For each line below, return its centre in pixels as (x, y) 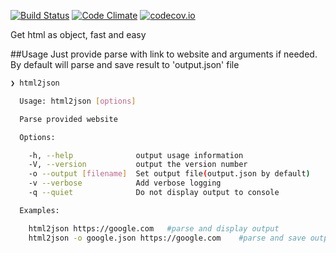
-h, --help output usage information (136, 155)
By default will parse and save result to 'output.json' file (125, 64)
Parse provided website (68, 119)
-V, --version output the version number (138, 165)
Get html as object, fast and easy (78, 34)
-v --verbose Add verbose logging (125, 183)
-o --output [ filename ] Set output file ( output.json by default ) (169, 174)
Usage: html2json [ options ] (78, 101)
